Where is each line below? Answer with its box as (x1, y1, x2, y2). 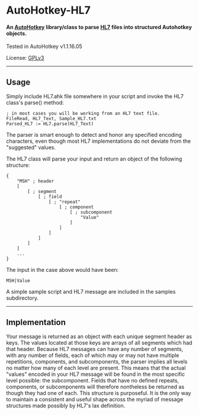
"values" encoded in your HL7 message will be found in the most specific (6, 371, 185, 378)
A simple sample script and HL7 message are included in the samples (6, 288, 176, 295)
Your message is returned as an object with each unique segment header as (6, 333, 192, 340)
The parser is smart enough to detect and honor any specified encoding (6, 131, 182, 139)
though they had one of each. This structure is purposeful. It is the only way (6, 390, 191, 397)
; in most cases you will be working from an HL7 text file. (6, 111, 161, 117)
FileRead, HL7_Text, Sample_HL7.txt (6, 116, 97, 122)
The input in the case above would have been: (6, 266, 119, 274)
